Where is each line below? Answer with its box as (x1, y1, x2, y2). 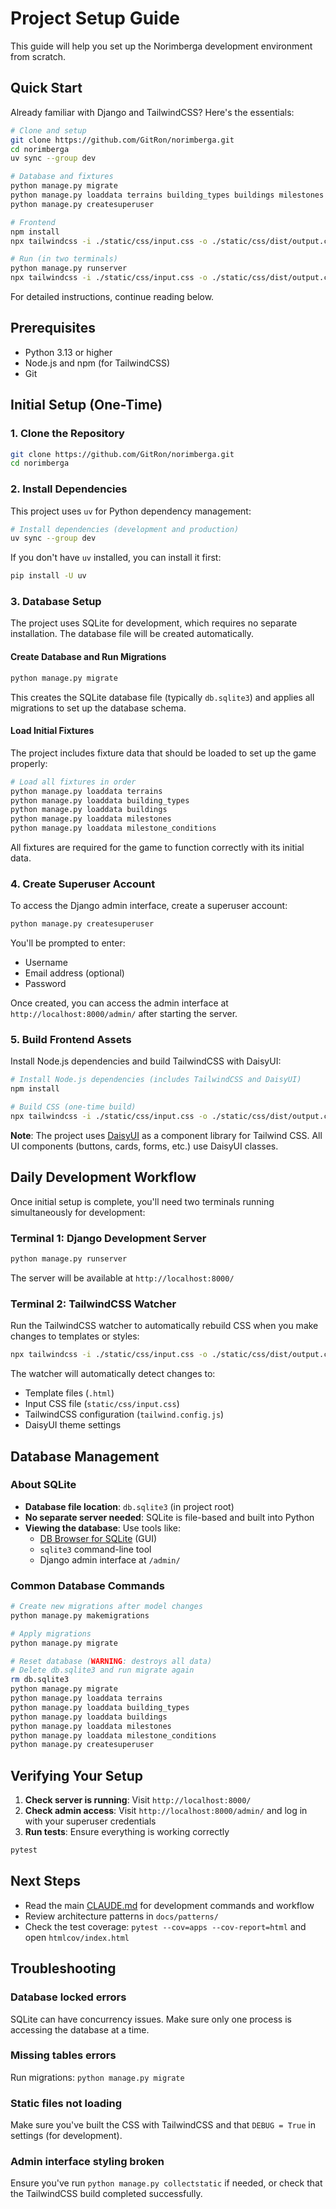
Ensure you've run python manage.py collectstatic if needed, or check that (10, 2177, 323, 2189)
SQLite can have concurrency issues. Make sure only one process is (10, 2013, 292, 2025)
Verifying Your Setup (10, 1767, 144, 1784)
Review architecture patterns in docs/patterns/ (24, 1910, 219, 1922)
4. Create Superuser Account (10, 877, 156, 891)
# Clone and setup (10, 125, 87, 136)
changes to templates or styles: (10, 1330, 140, 1342)
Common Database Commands (10, 1578, 165, 1592)
